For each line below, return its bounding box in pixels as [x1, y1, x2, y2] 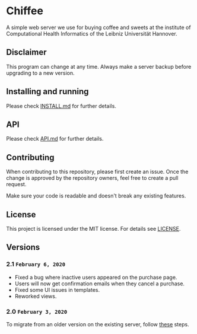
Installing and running [6, 87, 89, 97]
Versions [6, 242, 40, 253]
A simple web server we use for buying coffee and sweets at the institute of [6, 24, 191, 31]
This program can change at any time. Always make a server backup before [6, 63, 192, 70]
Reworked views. [14, 292, 57, 300]
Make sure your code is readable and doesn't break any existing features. [6, 192, 186, 199]
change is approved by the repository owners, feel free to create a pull [6, 174, 179, 182]
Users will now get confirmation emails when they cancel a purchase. [14, 280, 185, 287]
